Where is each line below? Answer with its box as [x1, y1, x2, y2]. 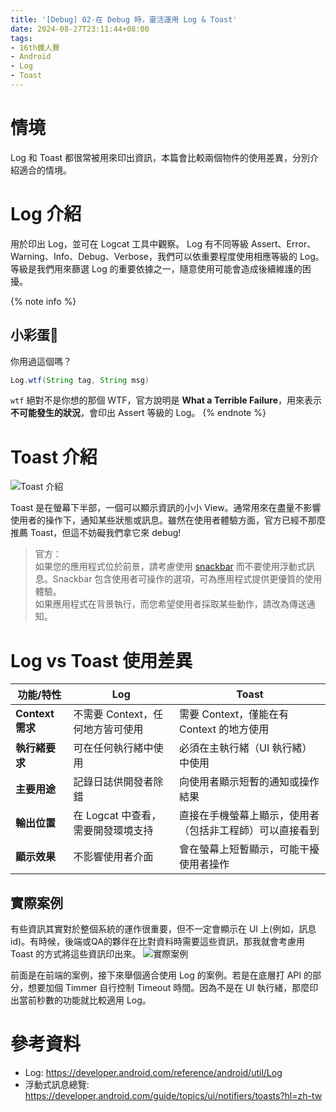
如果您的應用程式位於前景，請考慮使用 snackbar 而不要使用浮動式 [34, 561, 307, 573]
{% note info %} [10, 295, 77, 307]
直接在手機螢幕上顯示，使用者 [178, 809, 320, 823]
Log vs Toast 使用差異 [10, 649, 193, 672]
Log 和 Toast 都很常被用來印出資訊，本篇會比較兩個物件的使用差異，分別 [10, 151, 311, 163]
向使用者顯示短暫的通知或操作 [178, 775, 320, 789]
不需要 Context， [73, 707, 153, 721]
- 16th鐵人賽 [10, 42, 60, 53]
